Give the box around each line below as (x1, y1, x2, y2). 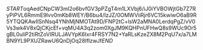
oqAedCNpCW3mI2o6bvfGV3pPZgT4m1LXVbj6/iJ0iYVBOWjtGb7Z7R (23, 5, 196, 12)
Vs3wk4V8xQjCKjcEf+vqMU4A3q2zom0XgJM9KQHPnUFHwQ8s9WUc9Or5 (6, 24, 197, 31)
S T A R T (6, 5, 24, 12)
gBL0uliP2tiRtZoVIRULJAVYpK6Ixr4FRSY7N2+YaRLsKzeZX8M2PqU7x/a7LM (6, 31, 197, 38)
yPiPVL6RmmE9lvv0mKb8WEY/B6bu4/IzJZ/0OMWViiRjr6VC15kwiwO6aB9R (6, 11, 197, 19)
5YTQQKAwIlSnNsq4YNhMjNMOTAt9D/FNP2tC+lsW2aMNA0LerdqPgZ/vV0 (6, 18, 196, 25)
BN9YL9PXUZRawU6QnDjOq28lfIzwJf (6, 37, 102, 44)
